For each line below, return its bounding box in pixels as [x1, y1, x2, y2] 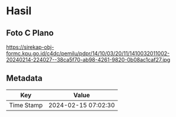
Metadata [6, 73, 43, 84]
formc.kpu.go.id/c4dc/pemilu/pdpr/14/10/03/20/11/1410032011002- [6, 50, 170, 57]
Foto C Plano [6, 28, 54, 38]
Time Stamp [9, 101, 43, 109]
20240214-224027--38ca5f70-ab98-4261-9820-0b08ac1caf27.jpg [6, 56, 171, 63]
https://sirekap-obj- [6, 43, 55, 50]
